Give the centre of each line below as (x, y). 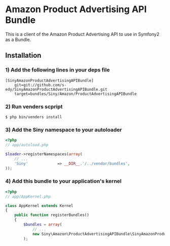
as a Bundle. (18, 40)
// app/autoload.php (27, 145)
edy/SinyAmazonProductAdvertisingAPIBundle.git (56, 89)
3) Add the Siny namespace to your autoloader (64, 129)
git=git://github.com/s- (40, 85)
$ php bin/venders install (34, 117)
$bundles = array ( (43, 225)
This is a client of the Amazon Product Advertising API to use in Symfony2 (82, 34)
